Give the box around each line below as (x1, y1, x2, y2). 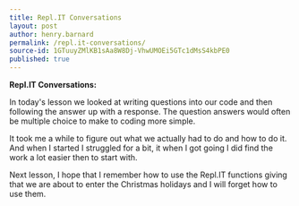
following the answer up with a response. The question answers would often (9, 107, 291, 116)
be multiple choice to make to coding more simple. (9, 116, 196, 126)
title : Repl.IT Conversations (9, 13, 123, 22)
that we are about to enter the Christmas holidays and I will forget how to (9, 179, 278, 189)
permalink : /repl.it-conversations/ (9, 38, 146, 47)
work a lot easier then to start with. (9, 152, 138, 162)
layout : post (9, 21, 58, 30)
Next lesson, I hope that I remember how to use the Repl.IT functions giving (9, 169, 288, 180)
